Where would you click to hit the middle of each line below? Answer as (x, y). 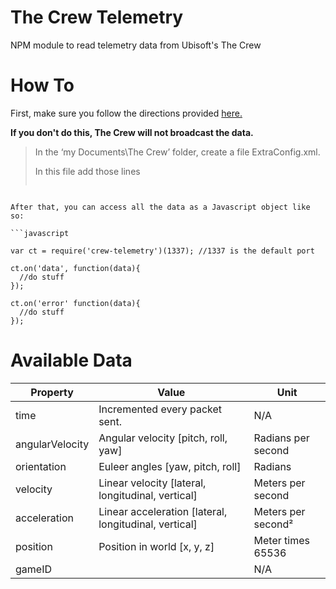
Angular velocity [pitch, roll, (163, 438)
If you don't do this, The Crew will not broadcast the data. (132, 132)
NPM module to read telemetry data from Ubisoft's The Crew (136, 45)
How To (42, 85)
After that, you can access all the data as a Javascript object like (160, 207)
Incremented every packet (160, 409)
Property (52, 392)
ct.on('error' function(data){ (75, 303)
